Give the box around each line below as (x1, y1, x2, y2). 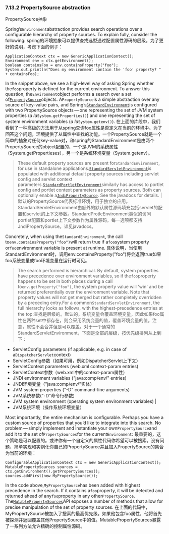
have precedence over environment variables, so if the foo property (17, 273, 156, 279)
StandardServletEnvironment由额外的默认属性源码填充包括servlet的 (17, 205, 158, 211)
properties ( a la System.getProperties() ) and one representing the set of (5, 112, 155, 118)
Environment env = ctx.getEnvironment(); (5, 58, 94, 64)
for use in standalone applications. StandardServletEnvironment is (17, 165, 152, 171)
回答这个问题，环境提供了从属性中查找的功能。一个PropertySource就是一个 (5, 131, 162, 137)
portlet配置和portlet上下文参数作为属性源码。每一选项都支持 (17, 217, 143, 223)
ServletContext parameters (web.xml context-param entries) (12, 364, 139, 370)
